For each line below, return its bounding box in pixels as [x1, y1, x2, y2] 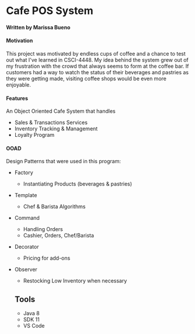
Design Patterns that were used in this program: [6, 158, 121, 165]
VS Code [23, 322, 45, 329]
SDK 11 [23, 316, 40, 323]
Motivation [6, 37, 33, 44]
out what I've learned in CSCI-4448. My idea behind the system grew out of [6, 56, 189, 63]
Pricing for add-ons [23, 254, 71, 261]
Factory [14, 169, 33, 176]
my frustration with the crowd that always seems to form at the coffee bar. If [6, 63, 189, 70]
